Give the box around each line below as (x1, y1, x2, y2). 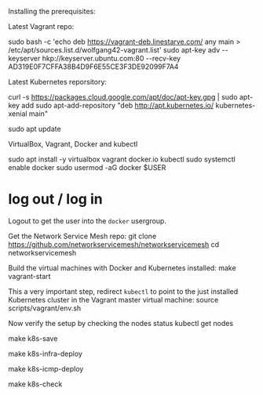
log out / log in (8, 190, 104, 208)
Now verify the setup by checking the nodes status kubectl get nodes (8, 318, 234, 328)
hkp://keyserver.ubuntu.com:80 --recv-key (42, 54, 181, 63)
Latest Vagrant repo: (8, 22, 75, 31)
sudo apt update (8, 125, 61, 133)
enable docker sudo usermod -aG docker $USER (8, 163, 166, 172)
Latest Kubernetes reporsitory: (8, 78, 108, 86)
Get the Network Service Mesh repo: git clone (8, 231, 157, 241)
